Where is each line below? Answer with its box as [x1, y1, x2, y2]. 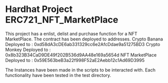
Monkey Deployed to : [5, 46, 51, 52]
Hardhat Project [5, 3, 73, 15]
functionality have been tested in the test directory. [5, 72, 111, 78]
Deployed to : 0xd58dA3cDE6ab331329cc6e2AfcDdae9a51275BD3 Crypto [5, 41, 160, 47]
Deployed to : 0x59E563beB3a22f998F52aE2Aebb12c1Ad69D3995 [5, 57, 145, 63]
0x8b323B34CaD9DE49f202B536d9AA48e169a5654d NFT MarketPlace [5, 51, 157, 58]
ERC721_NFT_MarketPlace [5, 14, 119, 25]
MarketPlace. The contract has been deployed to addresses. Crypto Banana [5, 36, 163, 42]
